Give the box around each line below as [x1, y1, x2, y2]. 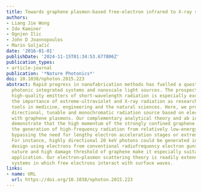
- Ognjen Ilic [6, 31, 42, 37]
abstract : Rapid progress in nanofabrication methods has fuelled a [6, 82, 182, 88]
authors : [6, 14, 28, 20]
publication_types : [6, 59, 55, 65]
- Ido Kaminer [6, 25, 42, 32]
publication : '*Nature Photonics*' [6, 70, 96, 76]
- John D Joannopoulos [6, 37, 63, 43]
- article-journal [6, 64, 52, 71]
